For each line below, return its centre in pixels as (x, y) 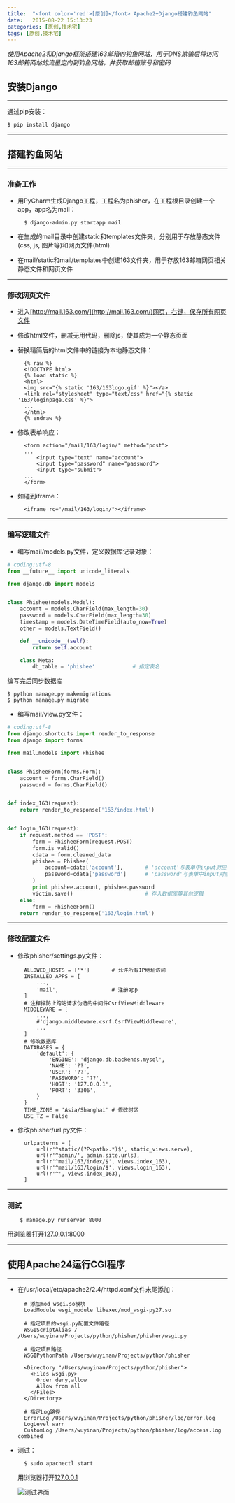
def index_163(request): (43, 804)
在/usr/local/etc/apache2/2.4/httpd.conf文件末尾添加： (97, 1289)
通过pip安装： (27, 112)
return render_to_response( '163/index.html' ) (87, 810)
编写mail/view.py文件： (51, 714)
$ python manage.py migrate (48, 700)
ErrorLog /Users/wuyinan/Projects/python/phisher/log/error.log (120, 1418)
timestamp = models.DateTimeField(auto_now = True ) (94, 622)
